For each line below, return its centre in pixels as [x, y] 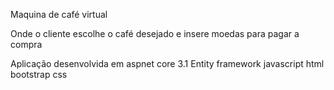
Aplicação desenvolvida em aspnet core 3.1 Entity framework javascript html [167, 63]
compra [26, 44]
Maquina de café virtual [59, 14]
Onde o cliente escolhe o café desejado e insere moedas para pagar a [155, 33]
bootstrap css [39, 74]
